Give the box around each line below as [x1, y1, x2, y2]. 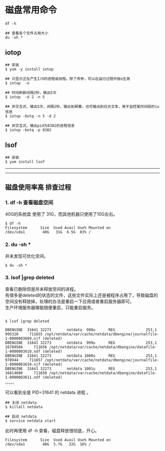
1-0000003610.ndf [5, 349, 41, 354]
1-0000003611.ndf [5, 375, 41, 380]
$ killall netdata [5, 404, 43, 410]
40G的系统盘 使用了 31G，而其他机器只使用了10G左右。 [5, 211, 118, 217]
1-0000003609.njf [5, 336, 41, 341]
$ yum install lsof [5, 159, 45, 164]
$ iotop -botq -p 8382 [5, 127, 52, 132]
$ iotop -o [5, 80, 29, 85]
